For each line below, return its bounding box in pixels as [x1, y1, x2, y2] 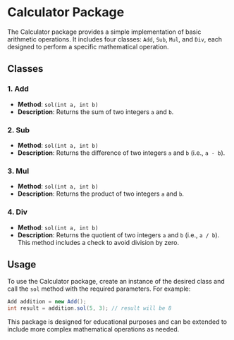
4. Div [7, 207, 28, 217]
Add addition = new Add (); [7, 298, 87, 306]
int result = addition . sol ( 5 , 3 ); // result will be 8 [7, 305, 172, 312]
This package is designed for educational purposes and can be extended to [7, 317, 228, 326]
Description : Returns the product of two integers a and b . [17, 189, 185, 198]
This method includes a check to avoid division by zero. [17, 238, 180, 246]
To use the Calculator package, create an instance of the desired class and [7, 277, 225, 286]
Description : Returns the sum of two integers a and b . [17, 107, 174, 116]
